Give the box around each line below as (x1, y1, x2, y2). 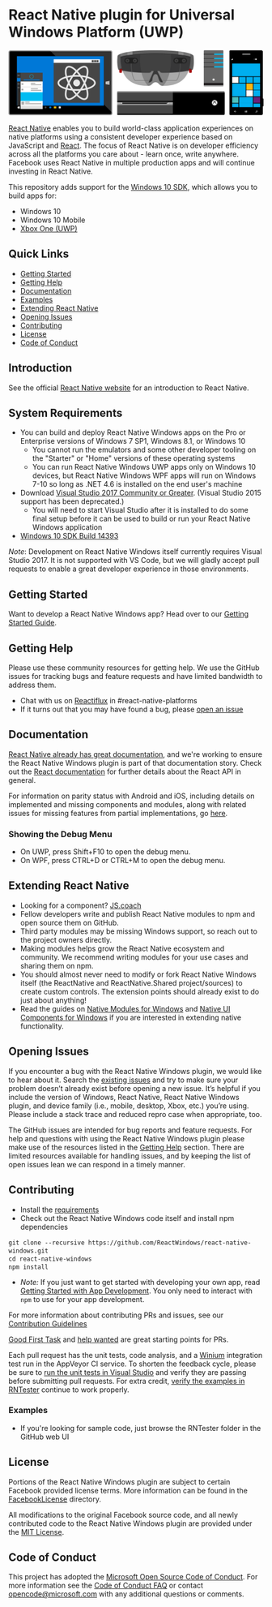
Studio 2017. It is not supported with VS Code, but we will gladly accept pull (8, 556, 260, 565)
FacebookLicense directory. (8, 1494, 101, 1504)
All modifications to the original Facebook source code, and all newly (8, 1510, 239, 1519)
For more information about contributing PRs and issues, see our (8, 1310, 224, 1320)
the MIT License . (8, 1527, 65, 1536)
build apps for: (8, 191, 57, 200)
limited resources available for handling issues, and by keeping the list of (8, 1150, 251, 1161)
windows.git (8, 1247, 49, 1255)
